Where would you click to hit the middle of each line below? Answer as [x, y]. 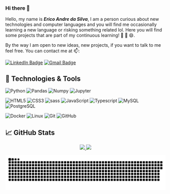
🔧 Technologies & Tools [43, 78]
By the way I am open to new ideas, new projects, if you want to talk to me [83, 45]
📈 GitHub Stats [30, 132]
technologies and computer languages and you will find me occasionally [81, 24]
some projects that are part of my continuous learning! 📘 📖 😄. [70, 36]
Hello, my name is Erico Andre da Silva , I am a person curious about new [82, 19]
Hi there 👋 [18, 8]
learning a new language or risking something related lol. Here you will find [84, 30]
